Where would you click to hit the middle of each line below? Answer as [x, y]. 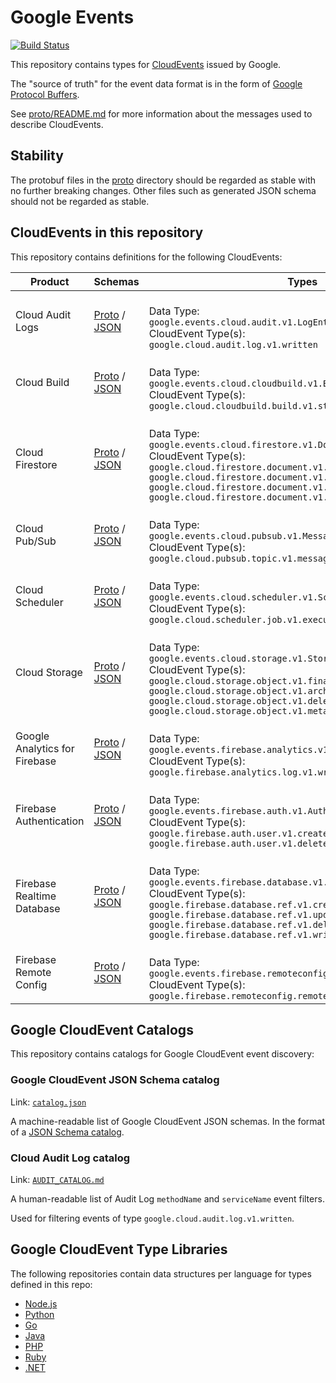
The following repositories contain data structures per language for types [161, 1273]
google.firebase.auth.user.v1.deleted [241, 843]
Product [49, 281]
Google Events [72, 17]
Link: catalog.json [48, 1102]
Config [31, 984]
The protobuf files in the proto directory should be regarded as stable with [163, 180]
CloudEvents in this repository [107, 232]
